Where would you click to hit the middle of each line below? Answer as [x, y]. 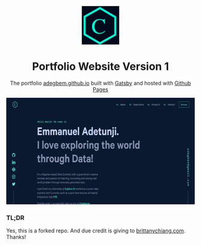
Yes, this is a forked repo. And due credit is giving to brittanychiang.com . [96, 231]
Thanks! [16, 237]
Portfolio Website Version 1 [100, 66]
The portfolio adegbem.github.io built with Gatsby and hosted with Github [100, 83]
